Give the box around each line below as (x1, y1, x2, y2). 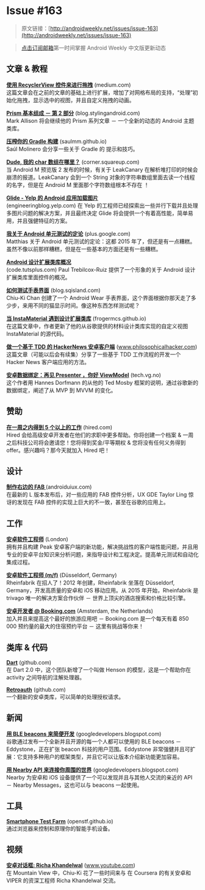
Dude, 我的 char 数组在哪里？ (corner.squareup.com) (6, 158, 140, 166)
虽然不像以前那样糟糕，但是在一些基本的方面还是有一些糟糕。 (6, 245, 162, 252)
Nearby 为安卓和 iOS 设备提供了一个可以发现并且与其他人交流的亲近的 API (6, 773, 193, 781)
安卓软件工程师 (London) (6, 536, 68, 543)
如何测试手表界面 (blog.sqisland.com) (6, 286, 101, 294)
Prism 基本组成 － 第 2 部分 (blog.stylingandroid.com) (6, 109, 140, 117)
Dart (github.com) (6, 659, 52, 666)
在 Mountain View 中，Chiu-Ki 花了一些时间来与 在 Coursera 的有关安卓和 (6, 869, 191, 877)
